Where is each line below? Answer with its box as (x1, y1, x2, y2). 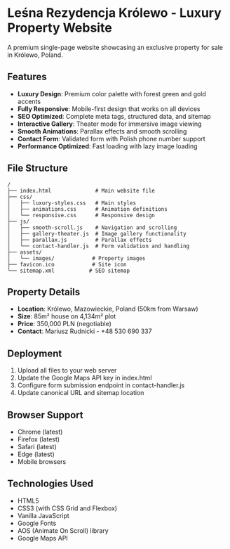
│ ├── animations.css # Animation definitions (7, 205, 168, 212)
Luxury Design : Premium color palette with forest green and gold (17, 89, 207, 98)
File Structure (7, 162, 68, 174)
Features (7, 71, 47, 83)
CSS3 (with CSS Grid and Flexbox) (17, 504, 118, 512)
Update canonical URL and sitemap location (17, 389, 144, 397)
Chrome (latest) (17, 427, 63, 436)
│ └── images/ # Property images (7, 254, 146, 261)
